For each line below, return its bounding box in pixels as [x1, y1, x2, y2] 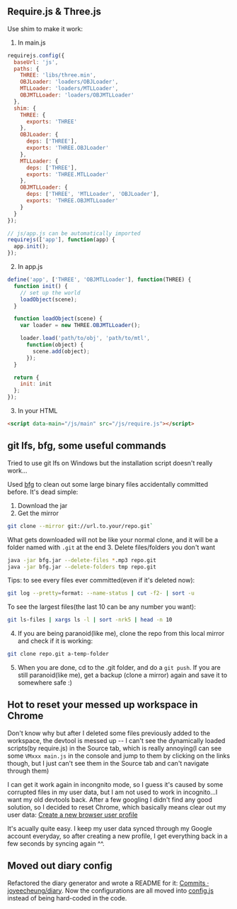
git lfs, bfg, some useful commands [7, 440, 166, 452]
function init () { [13, 282, 69, 290]
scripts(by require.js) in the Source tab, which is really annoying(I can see [7, 744, 221, 752]
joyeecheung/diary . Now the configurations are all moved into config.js [7, 886, 214, 895]
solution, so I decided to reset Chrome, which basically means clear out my [7, 803, 226, 811]
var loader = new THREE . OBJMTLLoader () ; [20, 322, 141, 329]
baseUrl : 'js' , [13, 58, 59, 66]
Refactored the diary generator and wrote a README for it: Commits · [7, 878, 209, 887]
